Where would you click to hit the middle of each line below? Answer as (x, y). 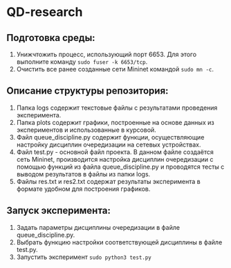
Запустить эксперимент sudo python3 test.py (84, 257)
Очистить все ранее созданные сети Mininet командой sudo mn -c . (115, 69)
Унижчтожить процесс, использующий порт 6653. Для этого (107, 54)
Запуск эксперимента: (59, 211)
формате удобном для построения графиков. (83, 189)
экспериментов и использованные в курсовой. (86, 130)
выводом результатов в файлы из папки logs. (83, 174)
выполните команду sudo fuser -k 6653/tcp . (82, 62)
